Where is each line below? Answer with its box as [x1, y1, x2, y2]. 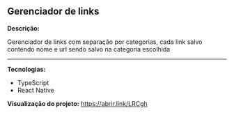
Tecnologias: [7, 65, 46, 73]
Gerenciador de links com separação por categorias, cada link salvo [7, 38, 203, 46]
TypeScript [17, 78, 49, 86]
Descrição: [7, 24, 40, 32]
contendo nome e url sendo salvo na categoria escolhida [7, 45, 171, 53]
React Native [17, 86, 54, 94]
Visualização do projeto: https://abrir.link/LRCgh [7, 99, 148, 107]
